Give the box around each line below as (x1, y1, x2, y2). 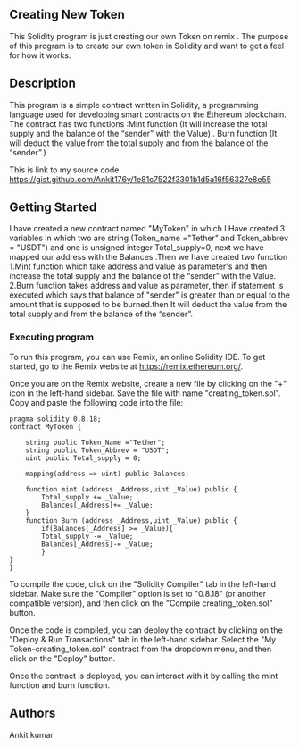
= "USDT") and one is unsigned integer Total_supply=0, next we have (9, 242, 265, 253)
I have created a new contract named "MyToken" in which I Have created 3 (9, 223, 286, 234)
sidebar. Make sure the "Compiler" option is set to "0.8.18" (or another (9, 588, 267, 599)
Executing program (9, 331, 95, 343)
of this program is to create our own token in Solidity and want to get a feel (9, 40, 284, 51)
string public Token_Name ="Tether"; (25, 438, 166, 447)
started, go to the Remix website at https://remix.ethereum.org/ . (9, 361, 244, 372)
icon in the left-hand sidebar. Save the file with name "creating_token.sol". (9, 388, 281, 399)
